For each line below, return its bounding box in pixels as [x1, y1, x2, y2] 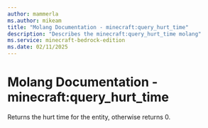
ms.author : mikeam [7, 17, 62, 24]
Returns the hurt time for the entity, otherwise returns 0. [7, 112, 171, 121]
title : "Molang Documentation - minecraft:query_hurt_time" [7, 23, 190, 31]
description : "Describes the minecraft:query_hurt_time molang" [7, 30, 202, 38]
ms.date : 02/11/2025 [7, 43, 69, 50]
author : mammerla [7, 10, 59, 18]
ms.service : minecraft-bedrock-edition [7, 37, 126, 44]
